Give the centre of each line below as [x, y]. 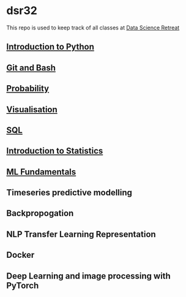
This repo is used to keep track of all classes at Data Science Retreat [93, 28]
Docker [20, 255]
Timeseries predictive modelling [69, 193]
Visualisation [32, 109]
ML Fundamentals [41, 172]
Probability [28, 88]
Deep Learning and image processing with [89, 276]
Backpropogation [40, 213]
